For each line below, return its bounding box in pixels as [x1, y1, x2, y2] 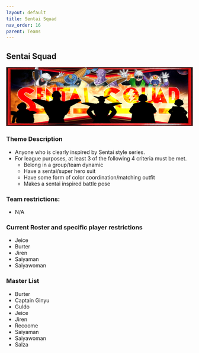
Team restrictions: [6, 195, 60, 203]
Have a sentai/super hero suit [23, 167, 96, 175]
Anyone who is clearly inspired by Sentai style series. [14, 149, 145, 156]
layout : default [6, 10, 46, 15]
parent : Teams [6, 29, 41, 34]
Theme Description [6, 135, 63, 143]
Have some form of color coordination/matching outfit [23, 174, 155, 181]
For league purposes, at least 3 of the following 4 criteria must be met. [14, 155, 187, 162]
